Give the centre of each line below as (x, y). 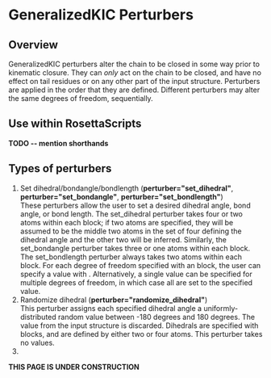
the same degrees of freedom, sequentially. (81, 98)
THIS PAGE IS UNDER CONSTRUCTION (74, 367)
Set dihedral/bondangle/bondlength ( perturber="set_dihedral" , (127, 188)
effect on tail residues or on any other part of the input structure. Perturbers (134, 81)
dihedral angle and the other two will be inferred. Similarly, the (123, 239)
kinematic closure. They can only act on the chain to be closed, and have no (135, 73)
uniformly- (221, 308)
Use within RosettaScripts (75, 124)
